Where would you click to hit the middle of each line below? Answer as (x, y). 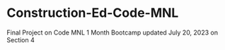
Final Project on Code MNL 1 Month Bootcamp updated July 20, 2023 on (112, 32)
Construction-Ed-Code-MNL (93, 13)
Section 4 (21, 39)
